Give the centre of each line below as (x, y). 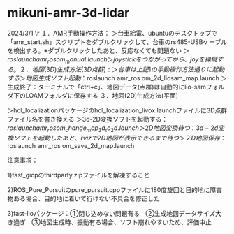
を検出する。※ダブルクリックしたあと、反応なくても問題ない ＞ (98, 50)
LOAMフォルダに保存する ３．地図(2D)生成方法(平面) (102, 95)
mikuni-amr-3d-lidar (68, 13)
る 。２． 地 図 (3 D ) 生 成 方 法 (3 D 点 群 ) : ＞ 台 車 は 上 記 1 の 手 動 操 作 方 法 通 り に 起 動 (116, 69)
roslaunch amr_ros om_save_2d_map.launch (71, 145)
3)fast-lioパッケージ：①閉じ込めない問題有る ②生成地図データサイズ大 (115, 213)
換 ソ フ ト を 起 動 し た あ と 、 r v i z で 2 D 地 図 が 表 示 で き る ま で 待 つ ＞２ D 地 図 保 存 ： (117, 138)
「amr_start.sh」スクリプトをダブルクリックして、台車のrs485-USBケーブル (117, 42)
